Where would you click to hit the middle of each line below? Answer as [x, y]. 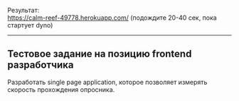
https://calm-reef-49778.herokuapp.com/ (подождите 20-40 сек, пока [112, 18]
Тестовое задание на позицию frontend [100, 54]
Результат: [23, 10]
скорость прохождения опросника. [61, 89]
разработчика [41, 65]
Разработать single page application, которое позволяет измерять [107, 82]
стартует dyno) [30, 25]
